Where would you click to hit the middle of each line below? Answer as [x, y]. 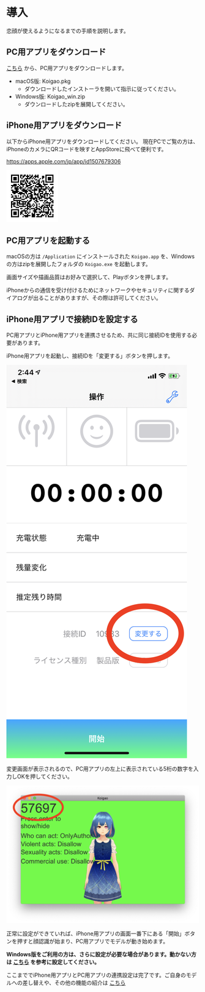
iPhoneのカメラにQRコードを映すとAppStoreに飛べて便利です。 [87, 149]
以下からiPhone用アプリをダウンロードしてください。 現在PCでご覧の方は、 [102, 141]
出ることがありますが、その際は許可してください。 [97, 298]
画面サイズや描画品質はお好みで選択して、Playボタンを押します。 [89, 277]
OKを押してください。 [45, 777]
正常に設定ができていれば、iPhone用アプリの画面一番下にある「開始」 [95, 934]
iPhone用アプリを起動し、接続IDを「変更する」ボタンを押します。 [90, 356]
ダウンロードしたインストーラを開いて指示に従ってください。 [102, 89]
